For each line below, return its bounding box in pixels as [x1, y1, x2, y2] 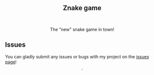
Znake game [63, 4, 102, 12]
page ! [5, 59, 17, 65]
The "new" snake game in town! [50, 26, 114, 32]
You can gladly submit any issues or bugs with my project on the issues [5, 53, 149, 59]
